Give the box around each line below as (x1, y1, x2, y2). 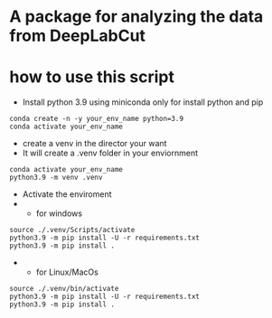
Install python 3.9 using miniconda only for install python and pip (22, 97, 264, 108)
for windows (35, 208, 83, 219)
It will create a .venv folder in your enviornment (22, 147, 199, 159)
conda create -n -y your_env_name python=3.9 (9, 115, 183, 124)
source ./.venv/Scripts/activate (9, 226, 136, 235)
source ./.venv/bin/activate (9, 285, 119, 294)
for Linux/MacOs (35, 267, 99, 277)
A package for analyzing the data (9, 6, 264, 27)
